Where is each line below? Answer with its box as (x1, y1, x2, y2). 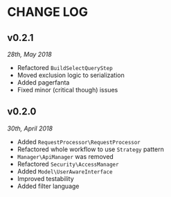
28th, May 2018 (7, 50, 52, 58)
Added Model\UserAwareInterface (17, 167, 113, 175)
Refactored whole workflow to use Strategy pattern (17, 145, 164, 153)
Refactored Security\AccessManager (17, 160, 119, 168)
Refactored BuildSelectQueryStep (17, 64, 113, 71)
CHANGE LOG (7, 4, 89, 20)
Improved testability (17, 174, 74, 182)
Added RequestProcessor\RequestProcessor (17, 137, 141, 146)
